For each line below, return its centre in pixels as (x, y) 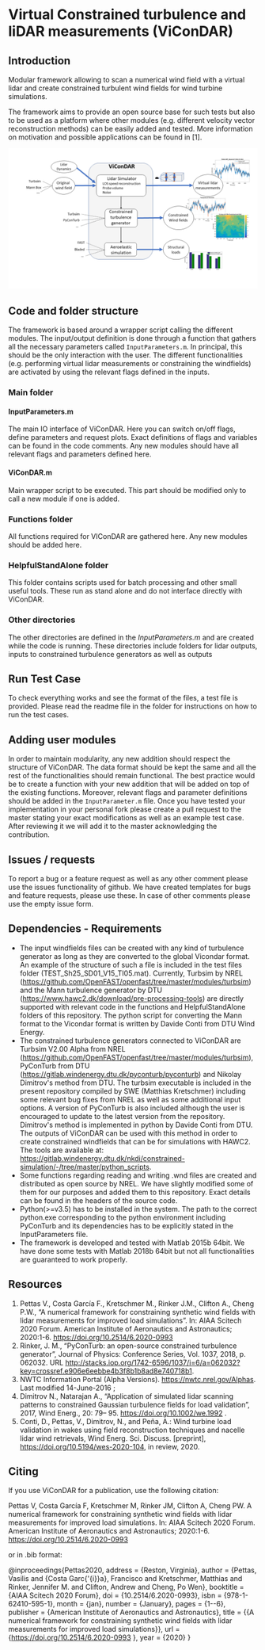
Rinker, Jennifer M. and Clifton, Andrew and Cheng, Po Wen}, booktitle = (126, 1587)
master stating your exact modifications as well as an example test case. (126, 818)
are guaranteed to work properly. (74, 1259)
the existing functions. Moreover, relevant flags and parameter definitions (128, 793)
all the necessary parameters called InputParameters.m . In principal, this (125, 347)
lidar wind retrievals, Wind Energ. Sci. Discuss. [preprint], (113, 1438)
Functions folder (41, 519)
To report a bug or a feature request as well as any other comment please (128, 878)
